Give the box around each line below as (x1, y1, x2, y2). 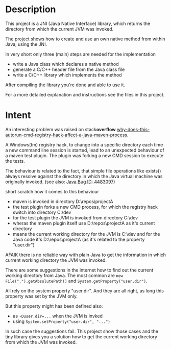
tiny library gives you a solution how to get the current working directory (5, 333, 157, 340)
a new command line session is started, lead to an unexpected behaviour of (5, 147, 164, 153)
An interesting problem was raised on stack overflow (5, 126, 116, 132)
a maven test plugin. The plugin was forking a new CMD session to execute (5, 152, 164, 159)
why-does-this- (116, 126, 150, 132)
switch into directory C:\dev (12, 209, 71, 215)
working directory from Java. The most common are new (5, 272, 124, 279)
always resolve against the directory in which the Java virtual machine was (5, 173, 163, 179)
